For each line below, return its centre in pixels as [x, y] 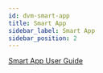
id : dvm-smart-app [39, 16]
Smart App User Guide [45, 61]
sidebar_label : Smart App [51, 30]
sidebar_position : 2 [43, 38]
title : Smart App [37, 23]
